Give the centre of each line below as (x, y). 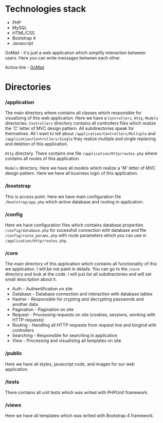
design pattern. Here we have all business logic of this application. (72, 173)
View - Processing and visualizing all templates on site (67, 341)
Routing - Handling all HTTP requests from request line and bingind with (84, 325)
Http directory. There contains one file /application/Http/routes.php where (81, 153)
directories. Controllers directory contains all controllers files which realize (81, 123)
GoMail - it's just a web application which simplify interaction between (75, 53)
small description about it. (31, 280)
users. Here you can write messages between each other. (63, 58)
